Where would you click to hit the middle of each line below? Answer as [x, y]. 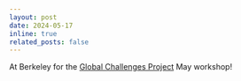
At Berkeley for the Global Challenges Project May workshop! [121, 67]
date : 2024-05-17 [41, 26]
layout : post [33, 17]
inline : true [33, 33]
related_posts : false [49, 42]
